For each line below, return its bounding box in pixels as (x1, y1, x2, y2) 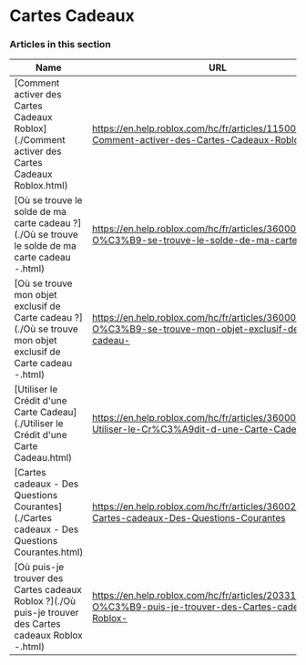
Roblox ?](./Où (14, 595, 76, 608)
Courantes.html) (14, 546, 84, 558)
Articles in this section (9, 38, 111, 51)
